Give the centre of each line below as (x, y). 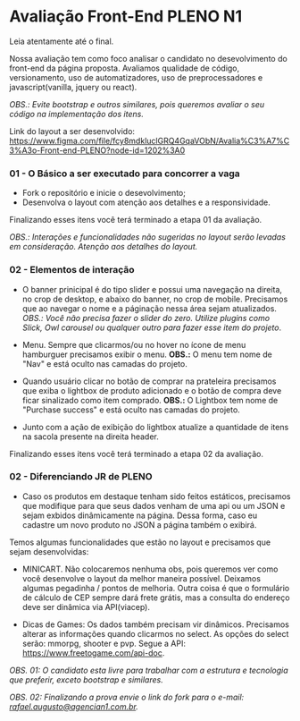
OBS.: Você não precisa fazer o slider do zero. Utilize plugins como (146, 318)
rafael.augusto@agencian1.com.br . (74, 706)
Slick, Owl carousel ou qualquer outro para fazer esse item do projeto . (152, 327)
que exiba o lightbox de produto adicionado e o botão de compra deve (152, 390)
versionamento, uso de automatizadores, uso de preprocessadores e (136, 77)
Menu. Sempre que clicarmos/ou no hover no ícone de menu (134, 344)
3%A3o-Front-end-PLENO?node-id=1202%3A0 (97, 150)
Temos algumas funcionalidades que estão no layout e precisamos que (140, 542)
